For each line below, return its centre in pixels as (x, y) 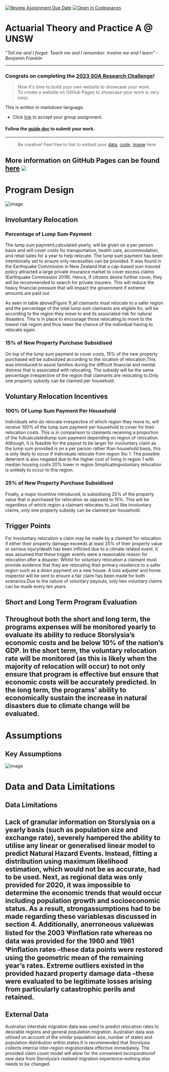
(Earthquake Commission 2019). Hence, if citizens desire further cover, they (84, 277)
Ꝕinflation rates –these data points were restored (84, 950)
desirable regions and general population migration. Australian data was (80, 1032)
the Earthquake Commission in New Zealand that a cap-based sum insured (83, 267)
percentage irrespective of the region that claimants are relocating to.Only (82, 375)
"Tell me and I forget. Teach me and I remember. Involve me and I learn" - (82, 52)
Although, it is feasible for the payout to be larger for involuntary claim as (81, 443)
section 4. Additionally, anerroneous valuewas (80, 925)
